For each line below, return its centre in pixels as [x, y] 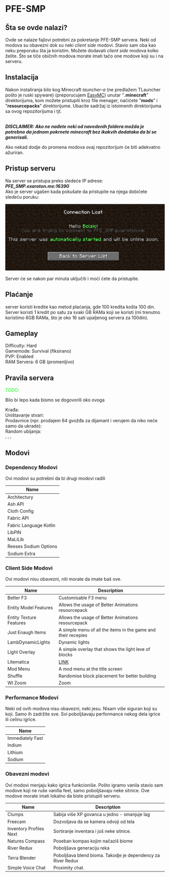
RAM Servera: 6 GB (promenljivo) [40, 362]
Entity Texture [22, 617]
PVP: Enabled [19, 357]
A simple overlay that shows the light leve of [104, 649]
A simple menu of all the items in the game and [107, 630]
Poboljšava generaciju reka [81, 848]
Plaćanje [19, 294]
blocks [66, 655]
